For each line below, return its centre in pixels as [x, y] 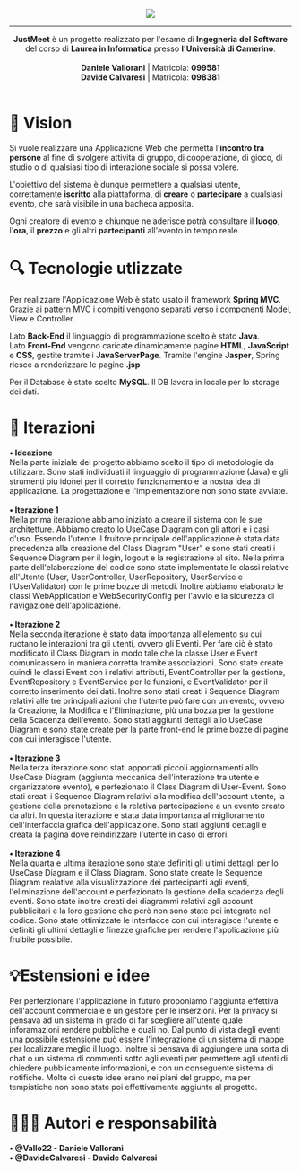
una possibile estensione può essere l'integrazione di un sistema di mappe [147, 1039]
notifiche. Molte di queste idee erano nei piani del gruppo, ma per [130, 1077]
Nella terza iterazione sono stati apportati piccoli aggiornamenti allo [134, 767]
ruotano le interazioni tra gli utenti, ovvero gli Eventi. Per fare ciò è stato [141, 643]
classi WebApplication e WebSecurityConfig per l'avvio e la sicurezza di [142, 595]
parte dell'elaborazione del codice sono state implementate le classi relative [149, 567]
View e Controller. [42, 318]
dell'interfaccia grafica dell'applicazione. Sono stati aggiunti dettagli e [138, 824]
